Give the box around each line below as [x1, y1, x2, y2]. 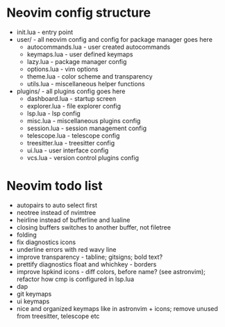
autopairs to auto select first [16, 200, 98, 209]
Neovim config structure [6, 5, 151, 21]
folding [16, 230, 37, 239]
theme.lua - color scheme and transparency [26, 72, 153, 81]
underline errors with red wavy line [16, 245, 117, 253]
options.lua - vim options [26, 65, 99, 73]
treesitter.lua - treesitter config [26, 138, 115, 147]
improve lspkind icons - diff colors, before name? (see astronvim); [16, 267, 206, 276]
